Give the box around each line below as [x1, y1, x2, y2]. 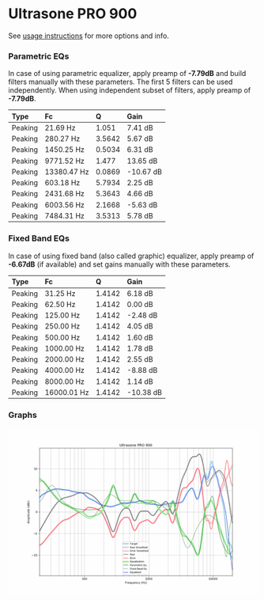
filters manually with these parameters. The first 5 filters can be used [8, 77, 233, 87]
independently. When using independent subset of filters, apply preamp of [8, 85, 251, 95]
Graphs [8, 409, 37, 420]
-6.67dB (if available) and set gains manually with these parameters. [8, 259, 231, 269]
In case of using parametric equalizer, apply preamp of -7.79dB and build [8, 69, 247, 78]
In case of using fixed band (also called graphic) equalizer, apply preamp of [8, 251, 255, 260]
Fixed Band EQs [8, 233, 70, 244]
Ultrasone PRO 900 [8, 5, 138, 23]
